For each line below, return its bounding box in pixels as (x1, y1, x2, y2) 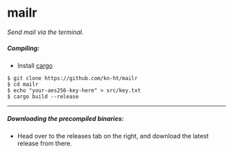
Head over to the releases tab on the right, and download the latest (17, 131, 209, 140)
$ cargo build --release (7, 92, 79, 100)
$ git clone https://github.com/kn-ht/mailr (7, 74, 138, 81)
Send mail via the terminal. (7, 28, 85, 36)
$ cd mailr (7, 81, 39, 88)
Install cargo (17, 61, 53, 70)
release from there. (17, 139, 73, 147)
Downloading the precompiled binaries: (7, 114, 124, 122)
